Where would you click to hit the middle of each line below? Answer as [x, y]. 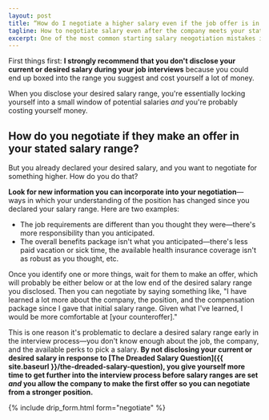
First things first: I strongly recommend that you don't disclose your [122, 61]
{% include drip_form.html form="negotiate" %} [87, 408]
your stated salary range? [74, 148]
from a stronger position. [51, 392]
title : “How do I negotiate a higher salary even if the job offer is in [134, 23]
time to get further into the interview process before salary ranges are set [133, 375]
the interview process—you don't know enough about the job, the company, [134, 341]
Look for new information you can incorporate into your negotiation [122, 192]
